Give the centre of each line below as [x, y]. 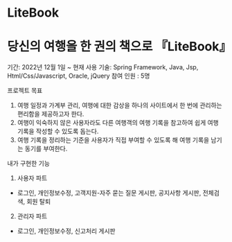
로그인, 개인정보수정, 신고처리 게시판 [66, 231]
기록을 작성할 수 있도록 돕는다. [58, 131]
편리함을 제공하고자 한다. [51, 114]
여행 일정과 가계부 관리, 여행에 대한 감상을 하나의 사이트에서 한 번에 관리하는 [120, 105]
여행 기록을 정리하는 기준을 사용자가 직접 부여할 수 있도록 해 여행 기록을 [113, 140]
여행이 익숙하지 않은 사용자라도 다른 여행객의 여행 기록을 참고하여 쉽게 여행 [118, 123]
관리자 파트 [32, 216]
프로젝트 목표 [25, 91]
